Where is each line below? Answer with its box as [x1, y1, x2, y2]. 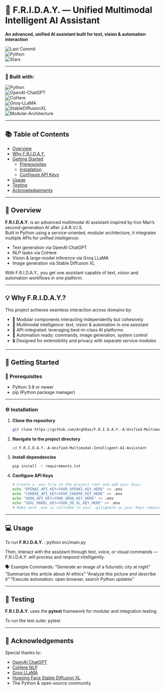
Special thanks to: [5, 649, 42, 656]
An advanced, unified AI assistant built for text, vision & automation [5, 31, 146, 37]
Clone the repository [12, 418, 55, 423]
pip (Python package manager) [12, 390, 76, 395]
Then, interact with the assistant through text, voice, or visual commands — [5, 549, 158, 555]
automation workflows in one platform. [5, 275, 83, 281]
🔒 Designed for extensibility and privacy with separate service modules [12, 337, 156, 343]
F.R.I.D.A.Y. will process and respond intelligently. [5, 554, 105, 560]
